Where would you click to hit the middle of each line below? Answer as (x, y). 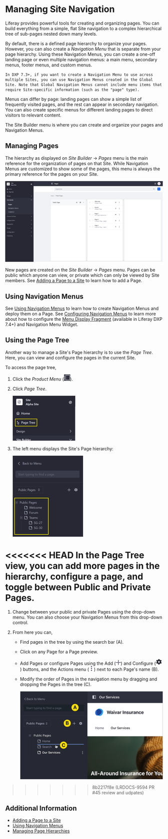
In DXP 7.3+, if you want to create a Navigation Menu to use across (79, 75)
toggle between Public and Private (78, 587)
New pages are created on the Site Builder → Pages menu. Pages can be (80, 270)
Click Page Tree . (29, 389)
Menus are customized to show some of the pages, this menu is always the (83, 169)
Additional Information (41, 808)
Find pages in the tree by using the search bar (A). (72, 642)
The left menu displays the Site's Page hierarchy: (63, 448)
